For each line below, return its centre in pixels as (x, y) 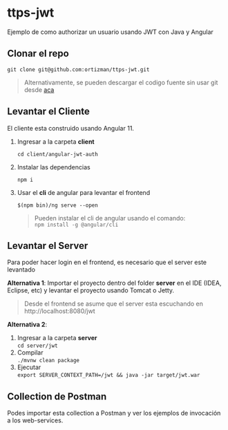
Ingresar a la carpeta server (57, 338)
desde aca (39, 90)
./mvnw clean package (48, 361)
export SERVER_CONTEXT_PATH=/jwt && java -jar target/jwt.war (108, 375)
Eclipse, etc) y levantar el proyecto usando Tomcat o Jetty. (91, 290)
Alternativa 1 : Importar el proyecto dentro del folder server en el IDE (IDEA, (114, 283)
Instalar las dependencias (54, 167)
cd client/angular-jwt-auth (57, 154)
